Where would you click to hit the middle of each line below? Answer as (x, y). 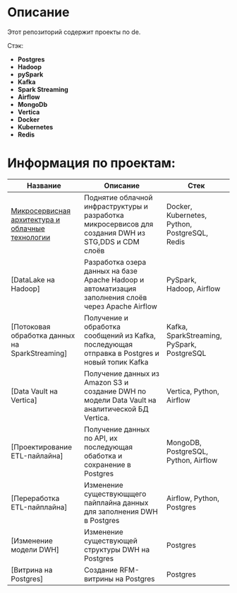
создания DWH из (115, 233)
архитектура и (36, 219)
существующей (110, 541)
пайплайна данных (116, 502)
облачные (28, 229)
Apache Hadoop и (114, 280)
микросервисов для (119, 224)
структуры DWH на (117, 549)
